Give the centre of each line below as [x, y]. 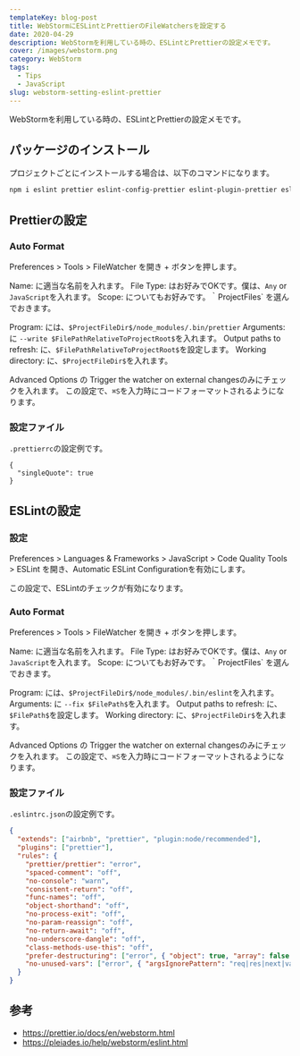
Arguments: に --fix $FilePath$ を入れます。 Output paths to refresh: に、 [146, 704]
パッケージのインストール [79, 150]
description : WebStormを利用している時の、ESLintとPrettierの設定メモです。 [142, 42]
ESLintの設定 [45, 511]
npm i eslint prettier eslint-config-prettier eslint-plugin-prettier [143, 190]
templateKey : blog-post [54, 17]
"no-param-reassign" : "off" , [79, 923]
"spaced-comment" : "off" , [74, 873]
